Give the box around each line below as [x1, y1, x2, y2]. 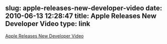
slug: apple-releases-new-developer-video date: [5, 4, 162, 12]
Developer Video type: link [5, 19, 91, 28]
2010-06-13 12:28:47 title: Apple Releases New [5, 12, 157, 20]
